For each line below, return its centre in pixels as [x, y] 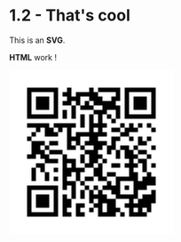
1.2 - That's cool [70, 16]
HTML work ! [33, 57]
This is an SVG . [37, 40]
